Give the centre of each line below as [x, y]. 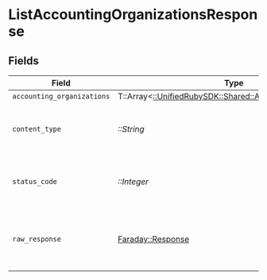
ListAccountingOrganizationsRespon [133, 15]
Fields [24, 61]
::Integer [133, 182]
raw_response [37, 239]
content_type [37, 129]
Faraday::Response [154, 239]
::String [131, 129]
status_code [35, 181]
